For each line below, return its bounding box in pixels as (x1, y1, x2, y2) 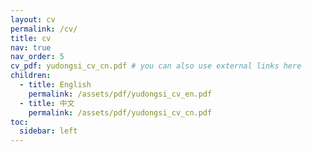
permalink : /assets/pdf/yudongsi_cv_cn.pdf (28, 107, 213, 118)
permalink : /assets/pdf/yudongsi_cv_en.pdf (28, 89, 213, 99)
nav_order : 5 (10, 52, 65, 62)
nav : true (10, 42, 52, 53)
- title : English (19, 80, 92, 90)
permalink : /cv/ (10, 24, 78, 34)
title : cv (10, 33, 52, 43)
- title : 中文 (19, 98, 75, 108)
